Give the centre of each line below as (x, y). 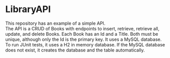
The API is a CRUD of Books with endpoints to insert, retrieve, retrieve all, (82, 28)
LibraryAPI (28, 9)
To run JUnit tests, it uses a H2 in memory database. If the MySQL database (85, 44)
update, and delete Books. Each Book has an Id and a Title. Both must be (82, 34)
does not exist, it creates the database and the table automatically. (75, 50)
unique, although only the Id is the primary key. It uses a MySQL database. (83, 39)
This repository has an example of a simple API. (55, 23)
